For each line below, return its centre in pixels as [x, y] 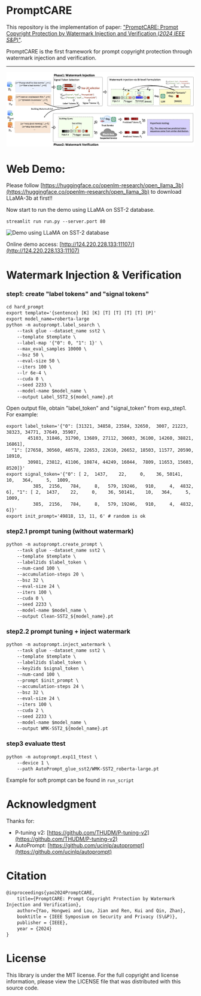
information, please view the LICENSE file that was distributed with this [94, 981]
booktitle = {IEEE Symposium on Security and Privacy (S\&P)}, [98, 916]
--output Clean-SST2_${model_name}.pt [65, 616]
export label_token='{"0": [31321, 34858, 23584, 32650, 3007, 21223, [97, 426]
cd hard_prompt [25, 307]
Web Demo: [36, 169]
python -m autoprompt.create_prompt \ [54, 544]
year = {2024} [34, 928]
